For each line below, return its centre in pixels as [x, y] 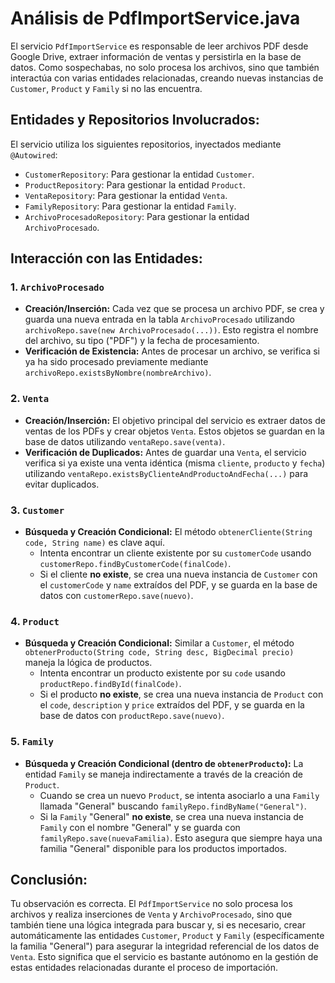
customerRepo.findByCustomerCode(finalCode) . [135, 564]
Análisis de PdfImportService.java [155, 18]
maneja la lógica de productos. [88, 663]
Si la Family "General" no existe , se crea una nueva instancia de [172, 816]
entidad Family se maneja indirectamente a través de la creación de [164, 774]
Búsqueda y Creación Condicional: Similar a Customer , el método [159, 643]
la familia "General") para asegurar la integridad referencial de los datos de [165, 946]
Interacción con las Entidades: [106, 258]
